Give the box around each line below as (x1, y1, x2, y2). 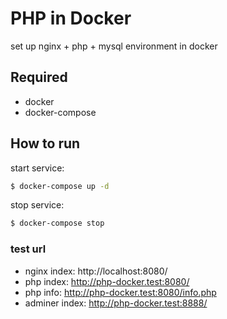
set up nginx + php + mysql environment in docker (10, 40, 218, 52)
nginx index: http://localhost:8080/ (24, 265, 168, 277)
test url (10, 242, 47, 256)
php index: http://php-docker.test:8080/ (24, 275, 190, 287)
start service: (10, 162, 65, 174)
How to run (10, 135, 81, 152)
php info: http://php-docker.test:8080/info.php (24, 286, 217, 298)
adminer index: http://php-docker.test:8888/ (24, 297, 208, 309)
